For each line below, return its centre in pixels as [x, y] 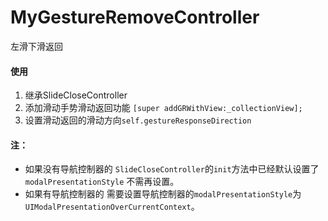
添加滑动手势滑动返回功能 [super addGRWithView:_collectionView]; [163, 108]
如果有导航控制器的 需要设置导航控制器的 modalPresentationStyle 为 [163, 194]
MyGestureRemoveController [135, 17]
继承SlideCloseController [76, 95]
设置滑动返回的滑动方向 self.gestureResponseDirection [138, 120]
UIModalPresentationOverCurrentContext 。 [112, 207]
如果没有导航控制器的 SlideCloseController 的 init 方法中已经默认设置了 [172, 169]
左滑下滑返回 [36, 46]
